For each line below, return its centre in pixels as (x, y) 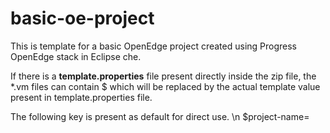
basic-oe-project (82, 18)
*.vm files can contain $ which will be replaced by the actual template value (165, 86)
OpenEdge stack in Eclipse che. (76, 56)
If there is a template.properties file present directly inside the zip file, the (163, 76)
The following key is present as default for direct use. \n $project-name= (160, 116)
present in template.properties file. (81, 97)
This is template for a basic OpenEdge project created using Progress (154, 46)
